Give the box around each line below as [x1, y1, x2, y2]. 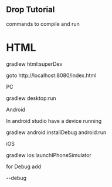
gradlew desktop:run [6, 94, 57, 102]
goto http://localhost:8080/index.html [6, 72, 97, 79]
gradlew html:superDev [6, 60, 63, 67]
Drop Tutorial [6, 5, 55, 15]
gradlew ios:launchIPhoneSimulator [6, 151, 92, 158]
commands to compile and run [6, 20, 80, 27]
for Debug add [6, 163, 42, 170]
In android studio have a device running [6, 117, 102, 124]
